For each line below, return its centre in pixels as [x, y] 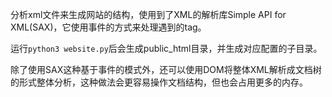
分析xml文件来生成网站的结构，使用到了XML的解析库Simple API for [148, 14]
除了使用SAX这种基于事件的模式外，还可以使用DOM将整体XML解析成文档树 [166, 69]
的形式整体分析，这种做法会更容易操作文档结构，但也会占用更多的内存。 [159, 82]
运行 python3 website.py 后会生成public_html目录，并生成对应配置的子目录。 [166, 48]
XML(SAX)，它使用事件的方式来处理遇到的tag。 [108, 27]
